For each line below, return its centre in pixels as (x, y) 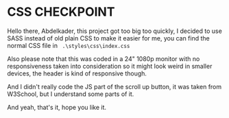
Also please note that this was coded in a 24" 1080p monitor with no (104, 58)
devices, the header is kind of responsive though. (77, 73)
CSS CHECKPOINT (61, 12)
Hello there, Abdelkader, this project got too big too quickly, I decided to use (115, 31)
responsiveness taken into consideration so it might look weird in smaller (110, 66)
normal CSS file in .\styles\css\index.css (69, 45)
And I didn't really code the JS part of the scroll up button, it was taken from (114, 86)
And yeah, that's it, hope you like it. (57, 107)
